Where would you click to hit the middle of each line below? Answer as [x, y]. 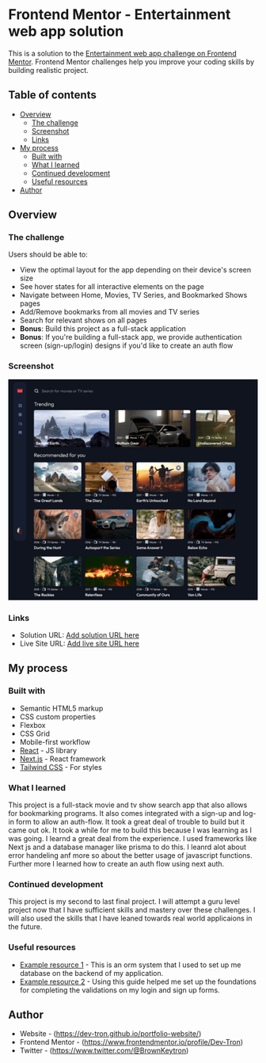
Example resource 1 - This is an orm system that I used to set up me [130, 965]
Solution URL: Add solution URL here [80, 634]
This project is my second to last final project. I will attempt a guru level [124, 901]
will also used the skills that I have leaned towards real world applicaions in [130, 918]
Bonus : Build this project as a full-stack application [103, 329]
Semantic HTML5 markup [61, 708]
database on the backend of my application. [91, 973]
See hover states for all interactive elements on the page [112, 287]
